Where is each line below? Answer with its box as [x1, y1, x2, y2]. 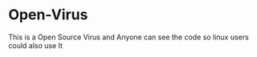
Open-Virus [8, 6, 88, 24]
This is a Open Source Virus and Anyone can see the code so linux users [8, 32, 249, 42]
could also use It [8, 40, 63, 50]
